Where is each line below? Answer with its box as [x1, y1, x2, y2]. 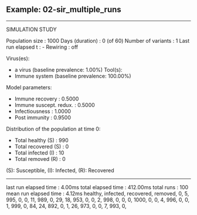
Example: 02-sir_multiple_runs [6, 5, 121, 15]
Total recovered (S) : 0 [14, 143, 69, 150]
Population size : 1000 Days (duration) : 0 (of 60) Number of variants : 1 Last [6, 37, 190, 44]
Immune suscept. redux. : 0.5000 [14, 101, 95, 108]
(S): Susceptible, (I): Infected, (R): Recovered [6, 167, 114, 174]
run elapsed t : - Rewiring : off [6, 43, 79, 51]
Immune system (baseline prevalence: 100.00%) [14, 72, 131, 79]
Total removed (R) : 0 [14, 155, 66, 162]
